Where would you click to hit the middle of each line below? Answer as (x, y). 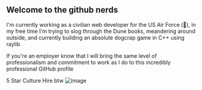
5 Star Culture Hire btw (35, 80)
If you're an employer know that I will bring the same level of (82, 56)
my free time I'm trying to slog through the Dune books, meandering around (101, 31)
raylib (13, 44)
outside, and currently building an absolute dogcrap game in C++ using (96, 37)
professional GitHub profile (40, 69)
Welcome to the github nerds (62, 10)
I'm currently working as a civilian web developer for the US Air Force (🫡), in (101, 24)
